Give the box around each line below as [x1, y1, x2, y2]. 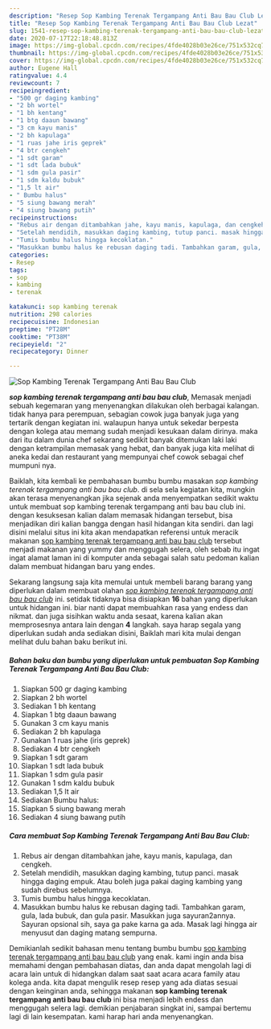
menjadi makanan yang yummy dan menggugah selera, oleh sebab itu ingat [9, 544, 260, 555]
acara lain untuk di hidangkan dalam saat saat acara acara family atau [9, 970, 240, 979]
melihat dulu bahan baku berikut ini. [9, 637, 128, 647]
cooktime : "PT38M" [9, 333, 71, 341]
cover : [9, 57, 31, 65]
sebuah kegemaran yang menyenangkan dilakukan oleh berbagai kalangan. [9, 401, 260, 411]
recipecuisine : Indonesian [9, 318, 100, 326]
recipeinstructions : [9, 214, 79, 222]
